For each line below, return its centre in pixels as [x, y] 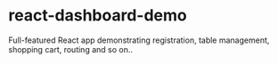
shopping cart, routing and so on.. [71, 49]
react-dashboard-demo [98, 16]
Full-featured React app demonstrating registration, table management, [139, 40]
